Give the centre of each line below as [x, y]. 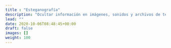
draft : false [19, 28]
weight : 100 [18, 38]
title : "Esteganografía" [33, 10]
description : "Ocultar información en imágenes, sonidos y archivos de [83, 14]
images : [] [17, 33]
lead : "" [15, 19]
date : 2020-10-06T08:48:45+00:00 [41, 24]
